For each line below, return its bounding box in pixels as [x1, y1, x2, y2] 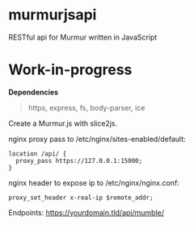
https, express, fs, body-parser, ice [27, 102, 145, 112]
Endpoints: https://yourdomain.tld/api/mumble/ [8, 207, 164, 217]
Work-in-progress [8, 60, 133, 79]
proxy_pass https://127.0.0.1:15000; [15, 156, 143, 165]
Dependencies [8, 87, 59, 97]
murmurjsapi [8, 6, 97, 24]
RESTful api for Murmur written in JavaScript [8, 32, 158, 42]
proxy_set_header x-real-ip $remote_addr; [8, 194, 154, 202]
